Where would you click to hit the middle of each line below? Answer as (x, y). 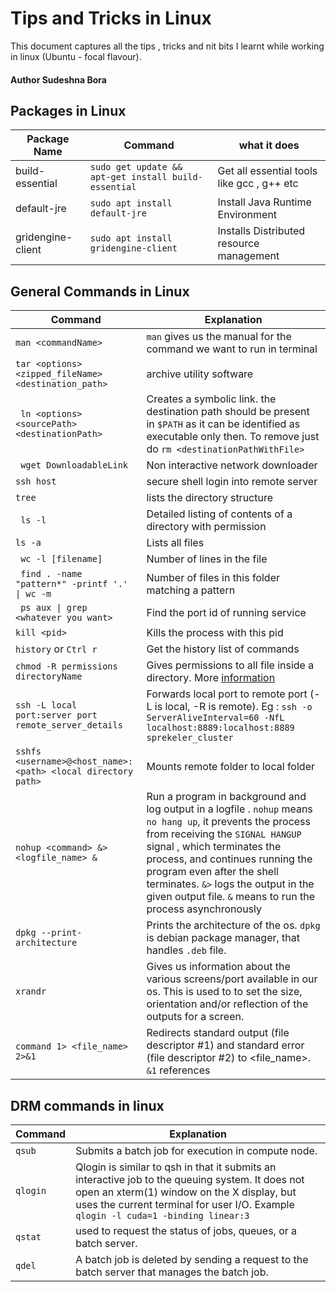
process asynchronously (204, 909)
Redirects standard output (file (218, 1033)
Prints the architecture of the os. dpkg (233, 925)
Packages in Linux (68, 110)
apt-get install (128, 177)
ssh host (36, 481)
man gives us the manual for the (219, 337)
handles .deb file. (186, 950)
